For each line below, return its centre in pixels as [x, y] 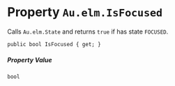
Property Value [30, 59]
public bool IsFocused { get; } [54, 44]
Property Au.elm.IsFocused [85, 12]
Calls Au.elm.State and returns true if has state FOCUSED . [88, 31]
